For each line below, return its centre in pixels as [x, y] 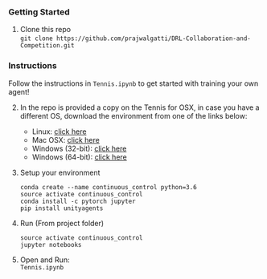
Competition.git [47, 46]
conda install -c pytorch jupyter [78, 201]
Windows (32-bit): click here [79, 148]
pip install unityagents [62, 208]
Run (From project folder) [62, 223]
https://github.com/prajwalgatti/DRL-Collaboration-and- [153, 38]
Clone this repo [45, 30]
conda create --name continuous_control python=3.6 [108, 187]
